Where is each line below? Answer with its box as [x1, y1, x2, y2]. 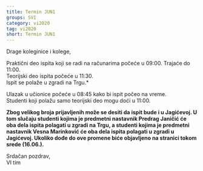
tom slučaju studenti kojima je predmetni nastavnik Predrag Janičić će [6, 115, 187, 123]
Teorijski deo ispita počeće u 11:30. [6, 73, 94, 80]
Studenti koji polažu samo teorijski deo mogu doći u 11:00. [6, 97, 151, 105]
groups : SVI [6, 15, 36, 21]
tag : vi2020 [6, 25, 36, 32]
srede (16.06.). [6, 141, 44, 148]
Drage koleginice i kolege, [6, 48, 72, 55]
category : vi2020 [6, 20, 50, 26]
